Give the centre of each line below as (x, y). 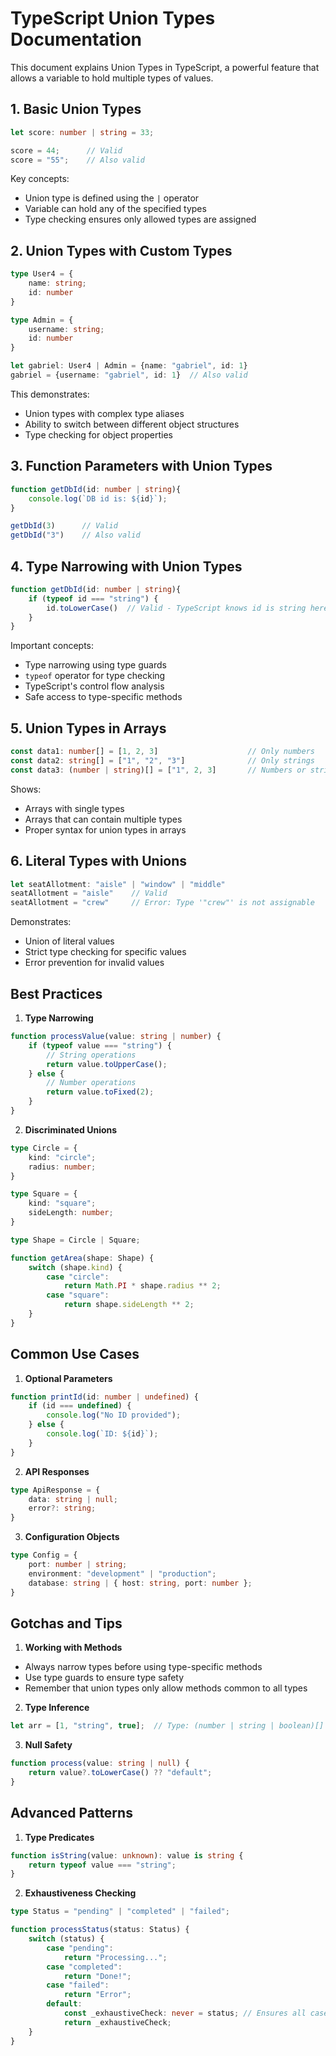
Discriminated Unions (71, 1129)
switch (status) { (66, 1939)
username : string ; (66, 329)
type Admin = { (42, 320)
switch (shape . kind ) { (75, 1267)
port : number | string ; (78, 1565)
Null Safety (48, 1745)
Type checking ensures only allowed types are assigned (140, 219)
